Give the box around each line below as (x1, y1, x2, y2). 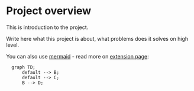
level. (6, 41, 20, 48)
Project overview (6, 4, 92, 18)
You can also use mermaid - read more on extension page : (6, 53, 149, 60)
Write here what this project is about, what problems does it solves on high (6, 35, 189, 42)
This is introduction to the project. (6, 24, 89, 31)
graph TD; (11, 64, 35, 70)
